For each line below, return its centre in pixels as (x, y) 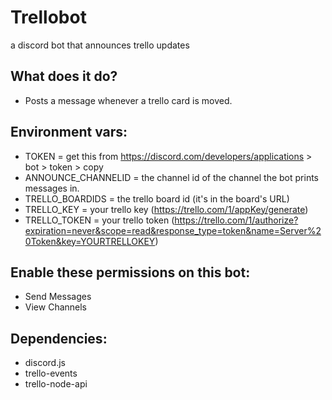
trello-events (51, 373)
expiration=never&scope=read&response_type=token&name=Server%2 (173, 230)
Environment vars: (69, 132)
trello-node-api (56, 384)
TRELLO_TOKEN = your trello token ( (99, 220)
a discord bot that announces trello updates (100, 45)
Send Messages (58, 297)
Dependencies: (59, 338)
